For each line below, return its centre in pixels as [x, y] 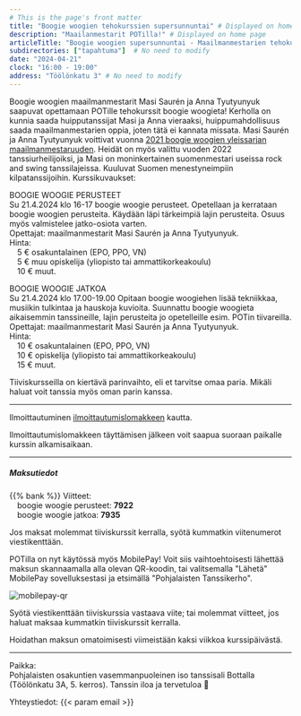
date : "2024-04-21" [46, 59]
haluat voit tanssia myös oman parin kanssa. [91, 392]
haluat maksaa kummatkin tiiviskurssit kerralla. [95, 622]
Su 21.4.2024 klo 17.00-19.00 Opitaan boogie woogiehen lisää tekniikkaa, [143, 298]
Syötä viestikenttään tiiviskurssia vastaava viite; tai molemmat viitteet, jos [144, 612]
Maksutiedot [34, 473]
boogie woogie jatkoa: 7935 [69, 514]
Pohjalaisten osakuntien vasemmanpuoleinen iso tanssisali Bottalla [132, 675]
